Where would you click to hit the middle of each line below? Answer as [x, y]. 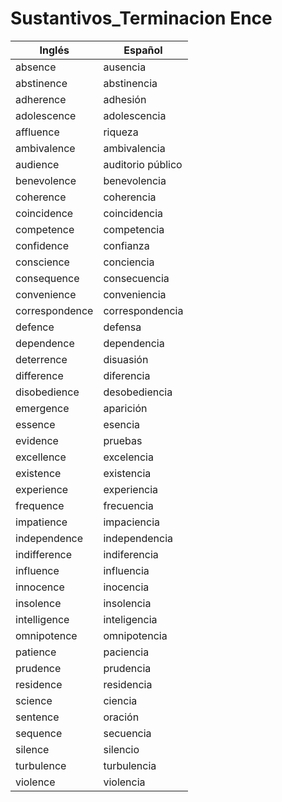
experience [42, 489]
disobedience [47, 392]
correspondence [54, 310]
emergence [42, 408]
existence [38, 473]
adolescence [46, 115]
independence [49, 538]
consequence [47, 278]
